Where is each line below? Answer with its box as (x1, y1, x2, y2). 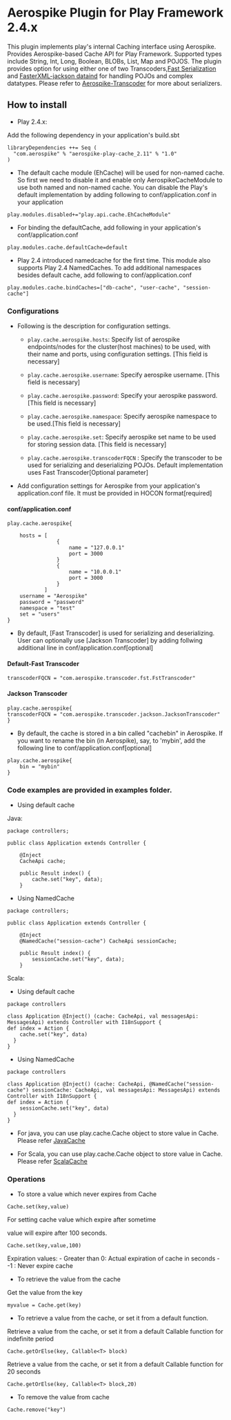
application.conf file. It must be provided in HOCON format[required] (17, 489, 212, 498)
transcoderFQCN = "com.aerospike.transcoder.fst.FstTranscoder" (7, 675, 196, 682)
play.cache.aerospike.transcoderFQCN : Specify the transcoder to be (27, 454, 223, 462)
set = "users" (19, 611, 60, 618)
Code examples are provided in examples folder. (7, 785, 172, 795)
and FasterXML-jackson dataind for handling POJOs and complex (7, 71, 193, 80)
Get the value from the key (7, 1289, 83, 1297)
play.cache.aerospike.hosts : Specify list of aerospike (27, 335, 181, 343)
